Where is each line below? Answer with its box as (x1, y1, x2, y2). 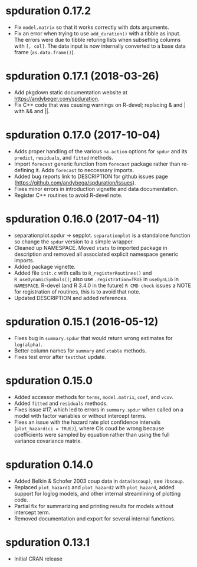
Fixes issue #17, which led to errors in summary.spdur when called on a (14, 406, 184, 413)
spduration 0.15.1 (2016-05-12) (5, 315, 159, 328)
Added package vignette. (14, 263, 76, 270)
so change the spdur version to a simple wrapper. (14, 238, 134, 245)
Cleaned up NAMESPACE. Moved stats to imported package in (14, 244, 168, 251)
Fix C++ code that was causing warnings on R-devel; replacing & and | (14, 101, 186, 108)
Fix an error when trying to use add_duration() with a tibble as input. (14, 29, 181, 37)
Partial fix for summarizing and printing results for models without (14, 502, 174, 509)
